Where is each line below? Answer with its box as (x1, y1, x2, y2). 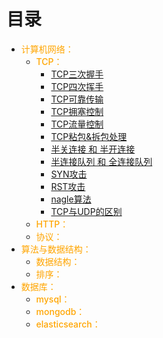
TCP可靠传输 (50, 93, 104, 105)
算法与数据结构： (20, 243, 92, 255)
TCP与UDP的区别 (50, 205, 123, 217)
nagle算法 (50, 193, 92, 205)
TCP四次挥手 (50, 80, 104, 92)
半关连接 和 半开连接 (50, 143, 136, 155)
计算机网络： (20, 43, 74, 55)
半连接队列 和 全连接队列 (50, 155, 153, 167)
